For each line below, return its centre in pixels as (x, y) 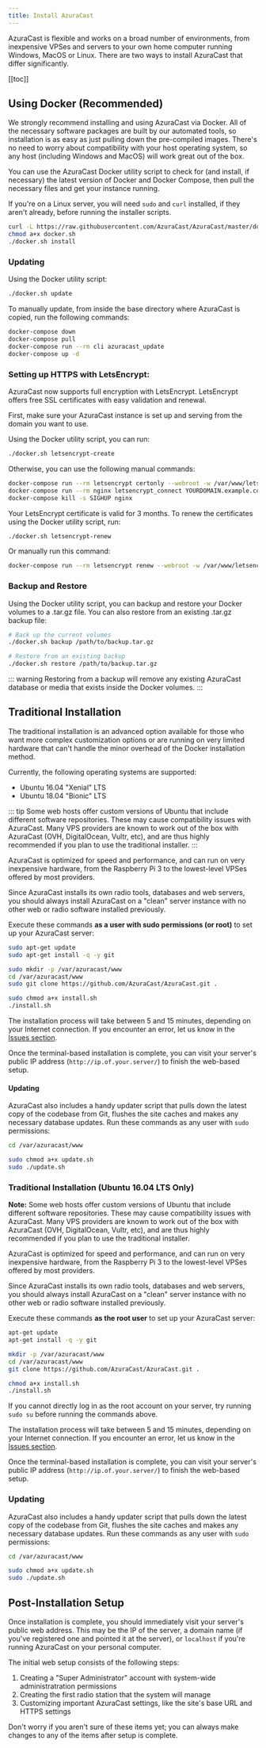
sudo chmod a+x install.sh (53, 998)
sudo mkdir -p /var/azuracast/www (65, 969)
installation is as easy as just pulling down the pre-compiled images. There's (133, 140)
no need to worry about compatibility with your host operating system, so (128, 148)
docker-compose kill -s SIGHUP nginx (70, 498)
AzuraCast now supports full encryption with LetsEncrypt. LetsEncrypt (123, 392)
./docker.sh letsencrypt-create (61, 454)
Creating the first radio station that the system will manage (115, 1694)
